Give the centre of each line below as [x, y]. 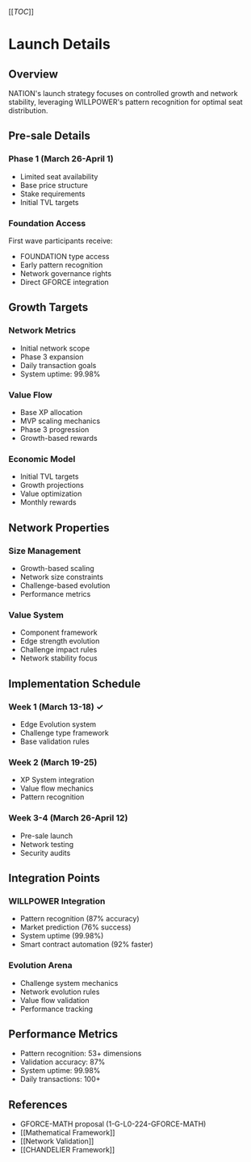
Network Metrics [42, 330]
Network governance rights [65, 273]
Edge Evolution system [58, 724]
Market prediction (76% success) [75, 927]
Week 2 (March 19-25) [53, 762]
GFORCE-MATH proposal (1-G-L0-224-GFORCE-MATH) [113, 1124]
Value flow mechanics [57, 789]
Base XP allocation [51, 412]
